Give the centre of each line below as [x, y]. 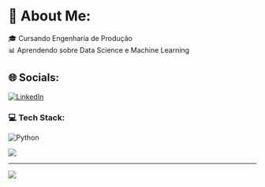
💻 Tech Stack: [37, 117]
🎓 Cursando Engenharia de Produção [70, 38]
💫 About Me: [50, 16]
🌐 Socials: [34, 78]
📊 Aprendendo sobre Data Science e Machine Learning [99, 49]
